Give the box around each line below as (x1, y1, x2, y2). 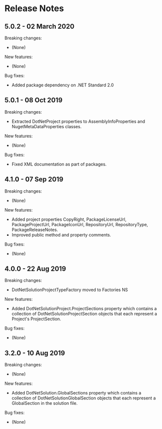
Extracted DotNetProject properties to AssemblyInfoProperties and (11, 118, 146, 124)
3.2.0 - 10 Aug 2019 (4, 349, 65, 357)
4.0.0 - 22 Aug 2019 (4, 265, 66, 273)
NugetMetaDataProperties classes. (11, 123, 82, 129)
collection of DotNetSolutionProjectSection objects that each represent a (11, 311, 157, 317)
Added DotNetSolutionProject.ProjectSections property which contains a (11, 306, 157, 312)
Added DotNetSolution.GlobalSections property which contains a (11, 390, 142, 396)
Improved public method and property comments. (11, 231, 111, 238)
